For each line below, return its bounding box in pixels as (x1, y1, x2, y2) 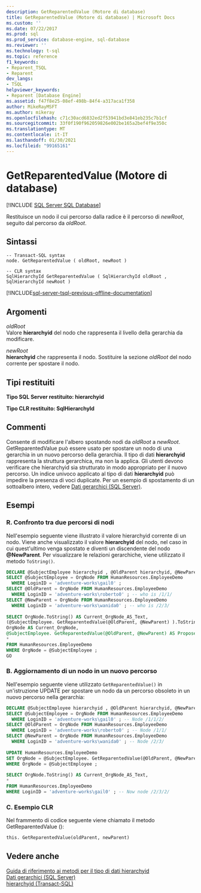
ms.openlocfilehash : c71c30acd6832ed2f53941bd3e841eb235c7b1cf (6, 115, 167, 121)
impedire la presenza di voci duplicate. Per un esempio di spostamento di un (6, 476, 194, 483)
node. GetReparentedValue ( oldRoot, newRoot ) (6, 258, 127, 264)
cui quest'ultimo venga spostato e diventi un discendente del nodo (6, 545, 170, 552)
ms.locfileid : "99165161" (6, 142, 71, 149)
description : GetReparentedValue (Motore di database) (6, 8, 146, 15)
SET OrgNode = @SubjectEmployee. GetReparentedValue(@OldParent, (6, 755, 172, 761)
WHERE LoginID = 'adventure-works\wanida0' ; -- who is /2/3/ (11, 602, 170, 608)
